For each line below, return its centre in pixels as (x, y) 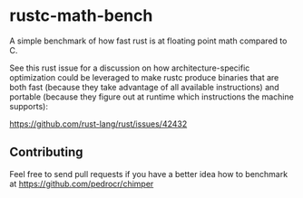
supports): (29, 106)
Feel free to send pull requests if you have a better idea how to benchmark (149, 174)
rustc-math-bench (81, 16)
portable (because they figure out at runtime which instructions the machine (152, 97)
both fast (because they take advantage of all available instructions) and (144, 87)
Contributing (46, 152)
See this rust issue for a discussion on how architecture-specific (130, 68)
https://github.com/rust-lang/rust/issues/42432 (98, 124)
